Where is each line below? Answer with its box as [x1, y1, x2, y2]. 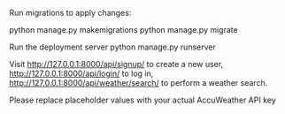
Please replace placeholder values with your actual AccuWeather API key [9, 95, 276, 105]
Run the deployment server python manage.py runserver [9, 42, 217, 52]
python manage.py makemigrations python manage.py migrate [9, 25, 238, 34]
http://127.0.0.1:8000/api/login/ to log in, [9, 68, 154, 79]
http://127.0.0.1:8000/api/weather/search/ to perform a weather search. [9, 78, 268, 87]
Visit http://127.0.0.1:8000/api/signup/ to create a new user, [9, 59, 224, 69]
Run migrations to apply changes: [9, 8, 132, 18]
